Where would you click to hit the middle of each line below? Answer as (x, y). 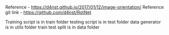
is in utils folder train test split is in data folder (52, 27)
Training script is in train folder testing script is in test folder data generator (83, 22)
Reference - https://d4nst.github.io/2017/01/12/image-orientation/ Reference (84, 7)
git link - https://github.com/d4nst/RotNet (48, 12)
